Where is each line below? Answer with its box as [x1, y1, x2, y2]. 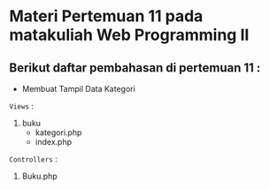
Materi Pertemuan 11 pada [9, 6, 204, 27]
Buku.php [21, 171, 58, 181]
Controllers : [9, 154, 58, 164]
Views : [9, 101, 34, 111]
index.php [35, 137, 73, 147]
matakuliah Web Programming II [9, 25, 250, 45]
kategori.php [35, 127, 82, 138]
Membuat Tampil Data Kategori [21, 84, 135, 94]
